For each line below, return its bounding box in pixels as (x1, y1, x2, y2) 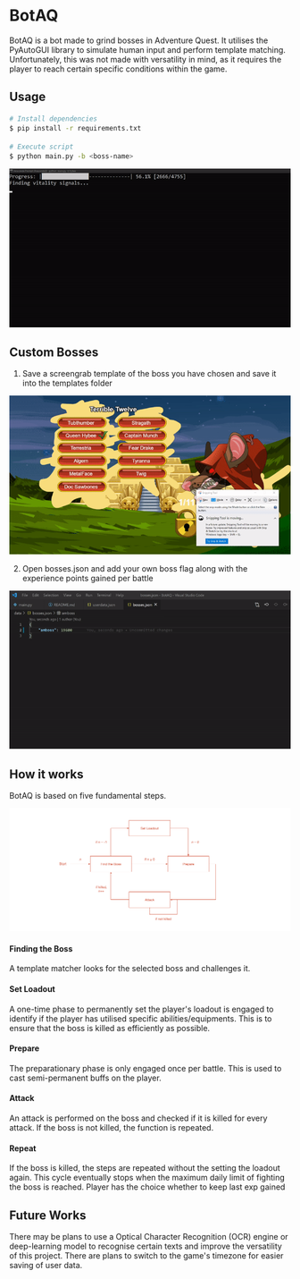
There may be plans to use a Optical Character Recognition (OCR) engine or (9, 1232, 288, 1242)
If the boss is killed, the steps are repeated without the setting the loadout (9, 1163, 281, 1173)
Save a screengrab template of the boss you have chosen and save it (21, 368, 277, 379)
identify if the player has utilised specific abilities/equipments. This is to (9, 1012, 272, 1024)
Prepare (9, 1043, 40, 1054)
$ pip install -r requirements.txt (9, 123, 142, 132)
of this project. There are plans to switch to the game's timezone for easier (9, 1250, 284, 1261)
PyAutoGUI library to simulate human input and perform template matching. (9, 44, 286, 55)
